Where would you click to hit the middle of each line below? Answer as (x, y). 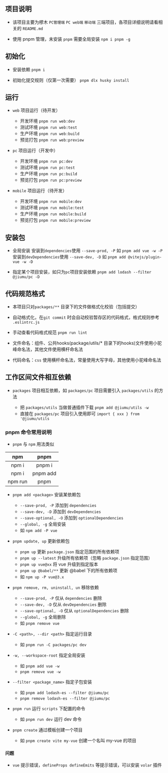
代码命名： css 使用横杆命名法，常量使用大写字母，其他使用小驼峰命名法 (87, 360)
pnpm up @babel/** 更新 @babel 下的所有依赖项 (69, 571)
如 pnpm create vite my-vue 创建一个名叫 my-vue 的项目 (78, 741)
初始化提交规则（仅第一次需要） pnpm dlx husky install (71, 80)
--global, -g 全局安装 (43, 524)
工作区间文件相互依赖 (38, 377)
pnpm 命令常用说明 (28, 432)
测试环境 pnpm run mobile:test (52, 208)
